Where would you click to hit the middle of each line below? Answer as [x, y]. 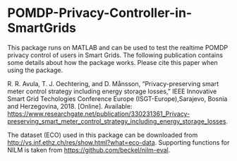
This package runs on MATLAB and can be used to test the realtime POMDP [117, 47]
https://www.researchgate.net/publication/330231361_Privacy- [99, 114]
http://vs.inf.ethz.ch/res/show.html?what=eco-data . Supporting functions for [119, 142]
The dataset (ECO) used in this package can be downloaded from [103, 135]
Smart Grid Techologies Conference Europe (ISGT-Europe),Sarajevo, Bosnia [117, 99]
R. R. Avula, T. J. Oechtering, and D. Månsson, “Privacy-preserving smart [113, 83]
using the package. [35, 70]
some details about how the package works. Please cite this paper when [113, 62]
